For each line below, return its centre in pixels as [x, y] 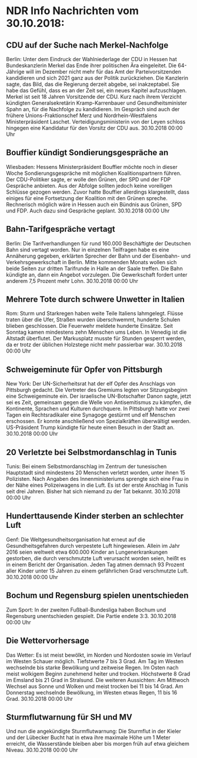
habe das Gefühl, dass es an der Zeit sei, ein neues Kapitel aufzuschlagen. [96, 90]
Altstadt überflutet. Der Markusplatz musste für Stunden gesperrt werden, [96, 338]
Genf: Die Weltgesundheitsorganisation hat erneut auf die [76, 539]
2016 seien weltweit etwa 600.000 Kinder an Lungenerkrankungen [87, 552]
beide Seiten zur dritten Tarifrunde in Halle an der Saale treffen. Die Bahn [95, 268]
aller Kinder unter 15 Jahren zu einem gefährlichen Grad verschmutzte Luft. [97, 571]
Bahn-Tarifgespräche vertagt [61, 229]
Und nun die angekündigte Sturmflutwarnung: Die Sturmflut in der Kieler [94, 732]
